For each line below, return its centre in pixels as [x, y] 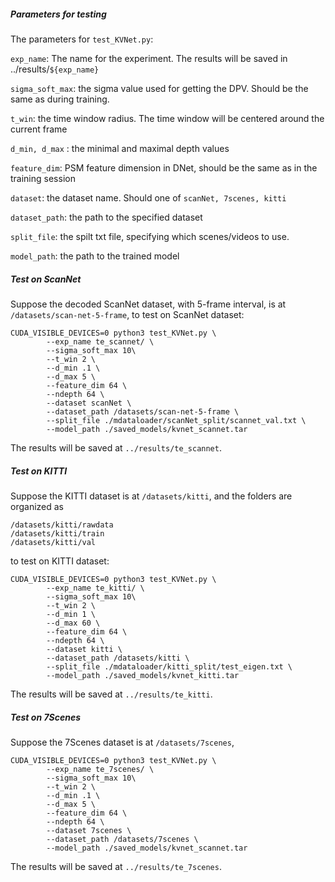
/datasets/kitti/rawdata [62, 525]
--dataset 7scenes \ [89, 830]
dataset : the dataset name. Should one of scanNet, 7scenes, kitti [148, 197]
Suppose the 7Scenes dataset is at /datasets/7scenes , [122, 742]
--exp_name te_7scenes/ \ [100, 769]
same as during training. [60, 99]
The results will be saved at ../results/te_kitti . [111, 694]
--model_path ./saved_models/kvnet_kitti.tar [143, 675]
